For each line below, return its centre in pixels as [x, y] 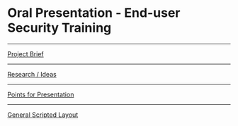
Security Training [59, 28]
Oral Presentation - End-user [94, 13]
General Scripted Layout [43, 115]
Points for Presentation [41, 94]
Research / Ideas [32, 74]
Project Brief [25, 53]
